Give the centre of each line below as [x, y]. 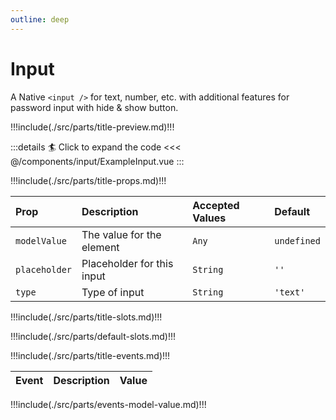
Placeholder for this [127, 263]
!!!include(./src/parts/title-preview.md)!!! [92, 127]
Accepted [216, 205]
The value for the [121, 234]
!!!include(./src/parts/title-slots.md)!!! [86, 317]
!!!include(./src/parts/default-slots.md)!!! [93, 336]
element [100, 247]
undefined [297, 240]
